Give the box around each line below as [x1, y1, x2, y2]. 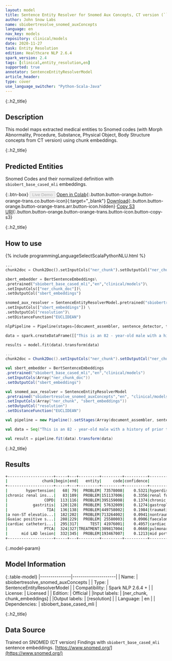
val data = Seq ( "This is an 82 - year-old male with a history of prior [5, 426, 164, 432]
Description [5, 113, 44, 122]
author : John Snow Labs [5, 17, 56, 22]
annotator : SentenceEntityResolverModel [5, 70, 93, 75]
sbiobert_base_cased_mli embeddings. [5, 181, 87, 187]
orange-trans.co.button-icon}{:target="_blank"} [5, 198, 106, 204]
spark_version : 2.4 [5, 55, 47, 61]
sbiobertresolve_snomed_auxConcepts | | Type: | [5, 579, 109, 585]
